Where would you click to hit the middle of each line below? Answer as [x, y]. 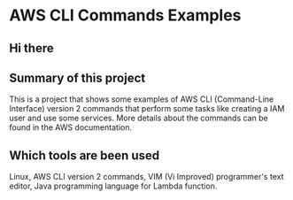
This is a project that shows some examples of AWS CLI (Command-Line [142, 99]
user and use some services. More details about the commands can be [139, 118]
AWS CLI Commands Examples [125, 15]
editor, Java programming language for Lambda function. [113, 186]
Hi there [32, 48]
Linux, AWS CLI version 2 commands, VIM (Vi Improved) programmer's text [146, 177]
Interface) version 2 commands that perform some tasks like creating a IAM [147, 109]
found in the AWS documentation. [71, 127]
